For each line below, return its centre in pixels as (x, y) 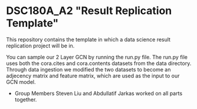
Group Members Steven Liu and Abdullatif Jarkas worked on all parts (98, 93)
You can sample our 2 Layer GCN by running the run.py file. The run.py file (97, 57)
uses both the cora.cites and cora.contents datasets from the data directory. (99, 63)
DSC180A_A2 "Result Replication (89, 11)
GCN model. (21, 82)
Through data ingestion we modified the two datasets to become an (88, 69)
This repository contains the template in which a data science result (88, 39)
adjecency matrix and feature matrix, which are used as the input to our (93, 76)
